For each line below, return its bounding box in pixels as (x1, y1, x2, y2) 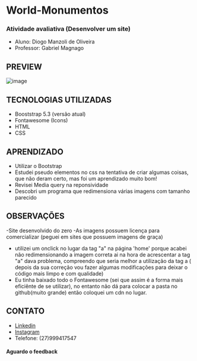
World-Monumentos (6, 4, 109, 17)
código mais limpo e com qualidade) (14, 270, 104, 277)
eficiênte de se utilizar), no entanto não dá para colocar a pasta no (14, 283, 178, 290)
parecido (14, 194, 37, 201)
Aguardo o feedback (6, 348, 58, 355)
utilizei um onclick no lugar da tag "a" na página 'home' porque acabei (14, 245, 187, 252)
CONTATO (6, 306, 45, 316)
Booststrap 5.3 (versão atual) (14, 110, 86, 118)
